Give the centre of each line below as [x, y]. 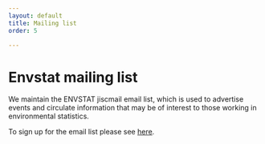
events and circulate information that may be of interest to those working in [132, 108]
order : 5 [23, 30]
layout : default [35, 16]
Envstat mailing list [73, 77]
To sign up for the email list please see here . [82, 132]
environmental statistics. [49, 116]
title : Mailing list [43, 23]
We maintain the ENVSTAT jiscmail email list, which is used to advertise [126, 99]
